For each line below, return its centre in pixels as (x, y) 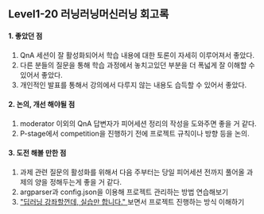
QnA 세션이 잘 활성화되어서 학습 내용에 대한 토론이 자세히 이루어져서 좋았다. (137, 55)
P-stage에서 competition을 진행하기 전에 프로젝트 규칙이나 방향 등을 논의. (134, 133)
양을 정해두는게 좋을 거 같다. (78, 182)
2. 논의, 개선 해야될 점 (42, 105)
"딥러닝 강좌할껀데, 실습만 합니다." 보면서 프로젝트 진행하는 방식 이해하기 (132, 202)
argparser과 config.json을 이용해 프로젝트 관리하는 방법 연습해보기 (124, 192)
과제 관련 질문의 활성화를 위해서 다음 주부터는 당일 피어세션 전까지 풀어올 (132, 172)
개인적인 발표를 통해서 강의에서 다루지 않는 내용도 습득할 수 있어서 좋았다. (133, 85)
